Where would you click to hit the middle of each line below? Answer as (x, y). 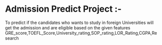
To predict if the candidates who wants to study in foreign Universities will (79, 22)
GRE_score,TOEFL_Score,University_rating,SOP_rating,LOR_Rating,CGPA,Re (81, 33)
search (12, 38)
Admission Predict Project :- (63, 9)
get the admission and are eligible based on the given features (68, 27)
